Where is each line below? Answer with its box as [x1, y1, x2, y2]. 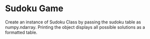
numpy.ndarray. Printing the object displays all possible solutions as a [5, 24, 145, 30]
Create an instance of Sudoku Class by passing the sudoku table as [5, 19, 141, 25]
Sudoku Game [5, 3, 64, 14]
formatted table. [5, 29, 38, 35]
